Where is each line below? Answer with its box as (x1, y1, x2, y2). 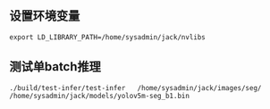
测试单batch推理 (9, 59, 101, 74)
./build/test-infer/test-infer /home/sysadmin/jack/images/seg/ (9, 83, 262, 92)
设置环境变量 (9, 8, 80, 24)
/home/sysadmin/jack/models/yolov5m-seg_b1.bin (9, 91, 190, 100)
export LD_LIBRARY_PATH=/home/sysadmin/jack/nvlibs (9, 32, 206, 42)
